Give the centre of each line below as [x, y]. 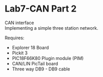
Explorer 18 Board [30, 47]
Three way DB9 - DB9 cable [41, 69]
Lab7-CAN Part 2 [41, 9]
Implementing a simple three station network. [51, 28]
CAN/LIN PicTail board [35, 63]
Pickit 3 [20, 53]
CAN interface [19, 23]
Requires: [15, 38]
